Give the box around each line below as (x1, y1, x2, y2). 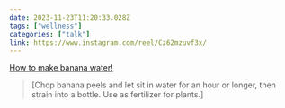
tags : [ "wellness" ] (9, 21, 83, 30)
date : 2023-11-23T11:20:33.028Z (9, 12, 130, 22)
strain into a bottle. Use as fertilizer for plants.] (31, 89, 204, 100)
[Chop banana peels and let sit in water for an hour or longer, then (31, 79, 277, 90)
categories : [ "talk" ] (9, 29, 91, 38)
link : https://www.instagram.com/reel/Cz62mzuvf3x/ (9, 37, 207, 47)
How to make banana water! (9, 62, 114, 73)
